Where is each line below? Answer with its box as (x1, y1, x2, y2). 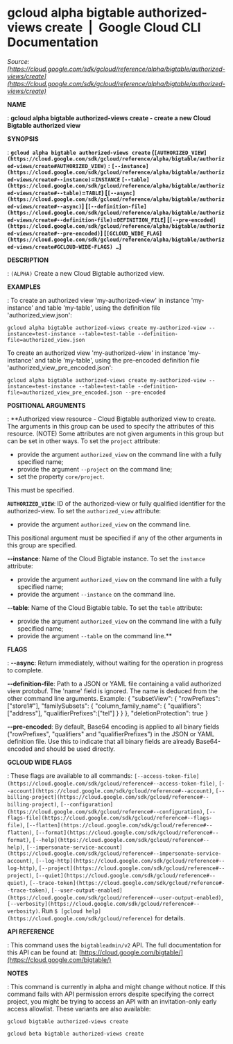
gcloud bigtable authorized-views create (7, 1018, 129, 1025)
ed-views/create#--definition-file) (7, 217, 113, 224)
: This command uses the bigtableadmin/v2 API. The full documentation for (7, 941, 222, 949)
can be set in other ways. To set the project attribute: (7, 436, 161, 445)
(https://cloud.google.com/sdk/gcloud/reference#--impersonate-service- (7, 850, 222, 857)
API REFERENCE (7, 927, 55, 936)
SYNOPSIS (7, 134, 40, 143)
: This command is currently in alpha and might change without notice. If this (7, 982, 226, 991)
